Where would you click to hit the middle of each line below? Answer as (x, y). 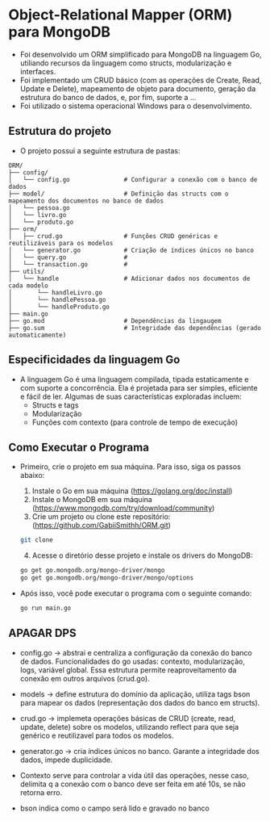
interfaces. (38, 71)
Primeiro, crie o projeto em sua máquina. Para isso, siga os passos (131, 467)
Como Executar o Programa (79, 447)
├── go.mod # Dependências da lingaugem (115, 320)
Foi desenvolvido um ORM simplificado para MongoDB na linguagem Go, (141, 54)
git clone (37, 540)
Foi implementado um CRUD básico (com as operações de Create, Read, (141, 80)
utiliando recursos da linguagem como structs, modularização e (126, 63)
